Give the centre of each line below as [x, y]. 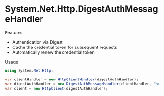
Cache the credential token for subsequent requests [64, 47]
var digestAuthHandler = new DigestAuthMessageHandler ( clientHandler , [78, 84]
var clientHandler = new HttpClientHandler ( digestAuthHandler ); [72, 79]
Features [14, 32]
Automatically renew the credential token [53, 52]
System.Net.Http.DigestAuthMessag [82, 9]
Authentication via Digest [37, 42]
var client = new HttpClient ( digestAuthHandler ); [57, 88]
